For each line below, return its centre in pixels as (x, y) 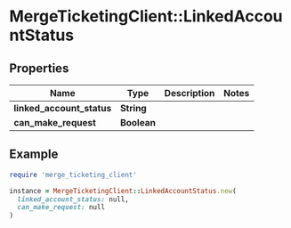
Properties (39, 68)
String (133, 108)
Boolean (137, 122)
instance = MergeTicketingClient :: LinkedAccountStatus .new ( (123, 191)
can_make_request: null (61, 208)
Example (34, 155)
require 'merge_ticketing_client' (73, 175)
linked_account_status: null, (73, 199)
